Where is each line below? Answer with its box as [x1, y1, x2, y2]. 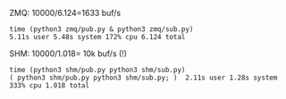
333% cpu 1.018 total [9, 81, 90, 90]
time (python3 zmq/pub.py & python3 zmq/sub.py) [9, 25, 194, 34]
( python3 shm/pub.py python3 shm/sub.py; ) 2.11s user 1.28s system [9, 73, 278, 82]
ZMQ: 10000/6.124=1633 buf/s [9, 8, 122, 18]
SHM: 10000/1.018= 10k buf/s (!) [9, 48, 128, 59]
